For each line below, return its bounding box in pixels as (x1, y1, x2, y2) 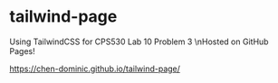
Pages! (9, 45, 35, 56)
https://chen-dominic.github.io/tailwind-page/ (9, 63, 181, 74)
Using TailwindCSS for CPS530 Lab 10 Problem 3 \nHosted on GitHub (9, 36, 269, 47)
